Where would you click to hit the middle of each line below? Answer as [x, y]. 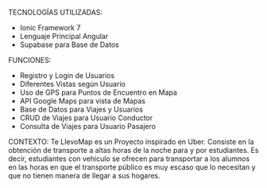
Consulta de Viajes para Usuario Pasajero [88, 126]
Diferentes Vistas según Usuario [72, 84]
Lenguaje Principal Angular [64, 36]
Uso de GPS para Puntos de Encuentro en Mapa [98, 92]
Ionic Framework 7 [50, 27]
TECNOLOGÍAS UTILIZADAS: [56, 12]
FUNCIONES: [30, 60]
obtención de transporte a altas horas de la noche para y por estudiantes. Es [133, 150]
